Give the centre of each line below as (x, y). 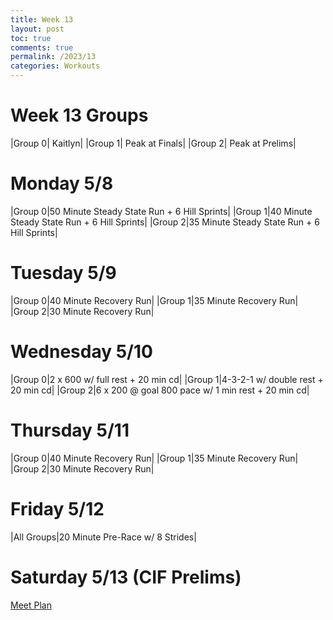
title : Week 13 (42, 19)
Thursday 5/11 (70, 430)
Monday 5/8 (62, 183)
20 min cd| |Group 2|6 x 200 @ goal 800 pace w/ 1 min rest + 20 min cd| (160, 390)
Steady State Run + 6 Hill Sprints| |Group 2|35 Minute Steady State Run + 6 (165, 222)
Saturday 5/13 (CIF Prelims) (126, 577)
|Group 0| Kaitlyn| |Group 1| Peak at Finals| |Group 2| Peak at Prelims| (153, 143)
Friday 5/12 (57, 508)
